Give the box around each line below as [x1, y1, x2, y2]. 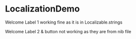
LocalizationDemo [5, 3, 80, 14]
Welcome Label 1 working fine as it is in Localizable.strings [5, 19, 123, 25]
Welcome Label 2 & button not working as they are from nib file [5, 28, 132, 34]
